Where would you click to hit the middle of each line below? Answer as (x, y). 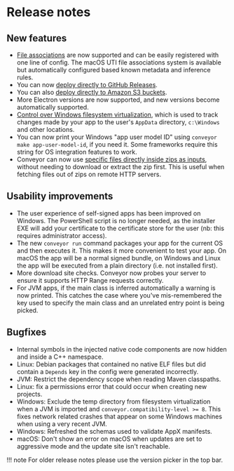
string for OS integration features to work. (77, 152)
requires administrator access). (62, 235)
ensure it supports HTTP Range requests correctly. (90, 280)
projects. (29, 394)
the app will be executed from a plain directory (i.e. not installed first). (117, 265)
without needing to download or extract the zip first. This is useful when (121, 167)
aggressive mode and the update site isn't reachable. (94, 446)
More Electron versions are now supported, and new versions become (118, 100)
